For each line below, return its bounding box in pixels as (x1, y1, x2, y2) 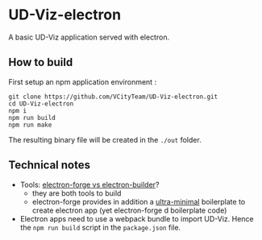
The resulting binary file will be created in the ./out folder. (8, 134, 202, 144)
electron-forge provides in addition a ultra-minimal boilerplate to (31, 197, 246, 206)
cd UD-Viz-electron (8, 99, 74, 108)
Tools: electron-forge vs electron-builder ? (19, 180, 160, 189)
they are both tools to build (31, 188, 122, 198)
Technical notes (8, 159, 91, 172)
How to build (8, 56, 73, 69)
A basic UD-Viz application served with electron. (8, 32, 170, 42)
